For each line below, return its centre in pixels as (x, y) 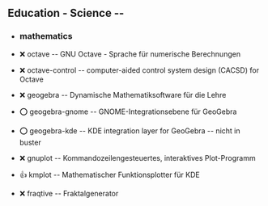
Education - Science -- (66, 13)
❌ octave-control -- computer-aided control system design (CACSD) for (139, 70)
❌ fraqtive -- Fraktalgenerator (69, 193)
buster (30, 142)
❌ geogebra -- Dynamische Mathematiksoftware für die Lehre (123, 95)
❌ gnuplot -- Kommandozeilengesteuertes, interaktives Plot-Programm (137, 158)
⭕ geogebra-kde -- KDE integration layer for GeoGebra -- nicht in (130, 130)
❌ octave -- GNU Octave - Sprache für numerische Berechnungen (130, 54)
